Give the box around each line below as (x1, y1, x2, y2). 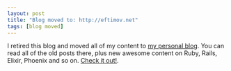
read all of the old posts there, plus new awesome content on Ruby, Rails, (7, 49, 218, 57)
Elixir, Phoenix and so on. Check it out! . (7, 57, 120, 65)
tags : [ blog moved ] (7, 23, 64, 30)
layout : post (7, 10, 45, 17)
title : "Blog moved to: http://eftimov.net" (7, 17, 138, 23)
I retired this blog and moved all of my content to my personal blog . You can (7, 42, 225, 50)
